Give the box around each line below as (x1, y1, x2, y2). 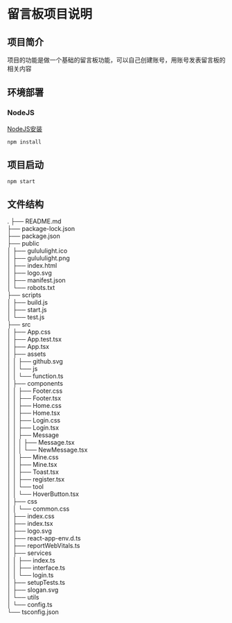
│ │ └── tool (7, 483, 44, 491)
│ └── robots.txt (7, 284, 55, 292)
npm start (7, 178, 36, 185)
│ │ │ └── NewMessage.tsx (7, 445, 88, 454)
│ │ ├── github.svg (7, 357, 64, 366)
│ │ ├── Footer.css (7, 386, 63, 395)
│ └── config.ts (7, 601, 53, 609)
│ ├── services (7, 549, 52, 557)
